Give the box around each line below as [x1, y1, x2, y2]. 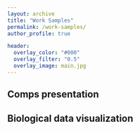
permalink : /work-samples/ [7, 23, 87, 30]
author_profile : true [7, 30, 71, 37]
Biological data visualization [7, 112, 134, 124]
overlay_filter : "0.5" [13, 56, 80, 63]
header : [7, 43, 30, 50]
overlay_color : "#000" [13, 49, 80, 56]
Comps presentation [7, 89, 100, 101]
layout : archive [7, 10, 55, 18]
